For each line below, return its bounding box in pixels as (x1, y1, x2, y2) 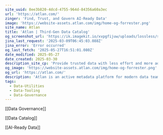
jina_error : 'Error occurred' (5, 43, 66, 48)
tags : (5, 79, 16, 84)
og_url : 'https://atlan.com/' (5, 70, 66, 75)
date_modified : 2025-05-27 (5, 52, 60, 57)
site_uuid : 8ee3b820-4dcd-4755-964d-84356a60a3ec (5, 7, 108, 12)
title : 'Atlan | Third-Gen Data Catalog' (5, 30, 90, 34)
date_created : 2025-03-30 (5, 57, 57, 61)
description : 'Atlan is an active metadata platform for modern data (5, 75, 149, 79)
